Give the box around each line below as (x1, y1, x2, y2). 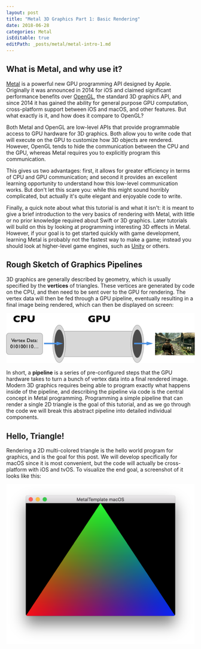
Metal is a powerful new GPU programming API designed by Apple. (6, 80, 172, 87)
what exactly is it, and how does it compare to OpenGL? (6, 111, 144, 119)
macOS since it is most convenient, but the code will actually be (6, 460, 163, 467)
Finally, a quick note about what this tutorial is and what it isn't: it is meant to (6, 204, 194, 211)
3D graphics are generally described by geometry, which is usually (6, 276, 171, 283)
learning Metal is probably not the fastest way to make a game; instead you (6, 236, 191, 243)
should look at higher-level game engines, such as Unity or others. (6, 242, 170, 249)
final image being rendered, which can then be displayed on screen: (6, 301, 174, 308)
